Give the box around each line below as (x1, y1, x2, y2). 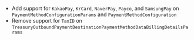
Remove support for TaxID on (11, 17, 82, 24)
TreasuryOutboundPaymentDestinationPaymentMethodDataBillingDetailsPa (11, 24, 189, 30)
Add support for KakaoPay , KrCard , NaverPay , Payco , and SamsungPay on (11, 5, 179, 12)
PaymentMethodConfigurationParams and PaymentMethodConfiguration (11, 11, 177, 18)
